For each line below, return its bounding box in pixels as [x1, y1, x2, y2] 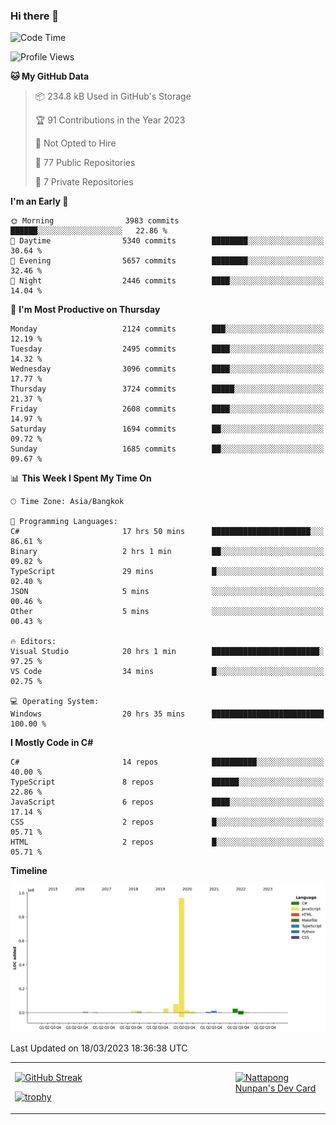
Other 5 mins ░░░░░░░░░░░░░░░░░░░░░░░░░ [10, 607, 325, 617]
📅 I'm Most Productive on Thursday [10, 304, 161, 316]
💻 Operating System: [10, 697, 100, 707]
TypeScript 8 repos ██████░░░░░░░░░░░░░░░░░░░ [10, 777, 325, 788]
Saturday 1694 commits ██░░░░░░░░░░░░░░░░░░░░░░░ [10, 424, 325, 434]
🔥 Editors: [10, 637, 57, 647]
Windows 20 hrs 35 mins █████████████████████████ [10, 709, 325, 719]
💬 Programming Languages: [10, 517, 118, 527]
